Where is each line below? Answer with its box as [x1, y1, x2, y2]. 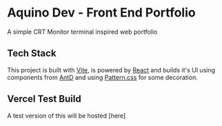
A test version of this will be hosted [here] [7, 112, 126, 120]
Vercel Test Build [7, 93, 81, 105]
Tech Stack [7, 48, 57, 59]
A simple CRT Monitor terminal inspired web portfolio [7, 28, 158, 36]
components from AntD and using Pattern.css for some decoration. [7, 73, 198, 81]
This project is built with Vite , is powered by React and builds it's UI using [7, 65, 216, 74]
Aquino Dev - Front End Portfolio [7, 5, 196, 21]
